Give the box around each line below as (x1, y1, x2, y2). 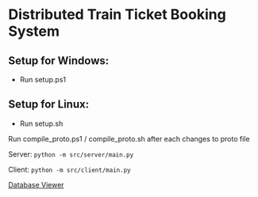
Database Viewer (8, 180, 65, 189)
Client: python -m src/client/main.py (8, 165, 131, 174)
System (8, 22, 60, 40)
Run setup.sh (19, 119, 64, 128)
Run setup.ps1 (19, 75, 66, 84)
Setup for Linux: (8, 97, 90, 112)
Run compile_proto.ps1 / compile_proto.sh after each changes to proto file (8, 134, 250, 143)
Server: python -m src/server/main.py (8, 149, 134, 159)
